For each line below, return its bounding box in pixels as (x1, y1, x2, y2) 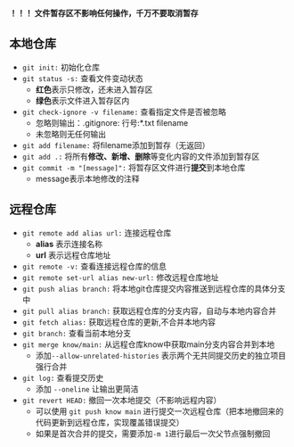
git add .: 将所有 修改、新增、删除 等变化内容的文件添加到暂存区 (21, 151, 260, 161)
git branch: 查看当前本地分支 (21, 327, 132, 338)
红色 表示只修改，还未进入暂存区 (35, 84, 153, 95)
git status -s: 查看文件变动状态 (21, 72, 143, 83)
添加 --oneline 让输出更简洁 (35, 383, 139, 394)
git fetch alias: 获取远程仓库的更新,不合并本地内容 (21, 316, 216, 327)
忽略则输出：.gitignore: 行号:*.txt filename (35, 117, 189, 128)
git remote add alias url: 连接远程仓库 (21, 227, 172, 238)
